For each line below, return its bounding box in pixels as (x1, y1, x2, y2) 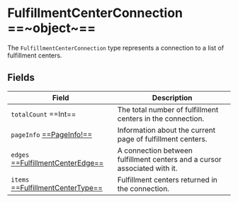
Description (152, 92, 193, 102)
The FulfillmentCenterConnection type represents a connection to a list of (7, 43, 225, 52)
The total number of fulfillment (117, 104, 219, 114)
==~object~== (7, 20, 96, 36)
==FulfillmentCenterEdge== (11, 158, 104, 168)
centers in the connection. (117, 114, 205, 124)
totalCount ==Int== (11, 109, 76, 119)
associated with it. (117, 163, 178, 173)
